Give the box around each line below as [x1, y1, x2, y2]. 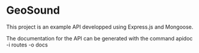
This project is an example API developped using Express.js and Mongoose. [6, 23, 194, 30]
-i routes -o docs [6, 41, 48, 48]
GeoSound [6, 4, 60, 17]
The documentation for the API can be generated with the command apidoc [6, 35, 193, 42]
